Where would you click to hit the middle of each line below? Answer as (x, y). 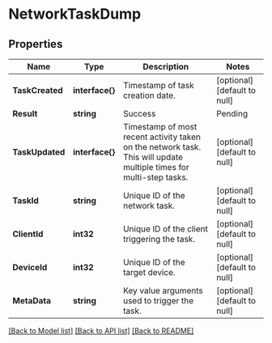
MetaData (32, 301)
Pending (232, 114)
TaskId (25, 201)
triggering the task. (159, 239)
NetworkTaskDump (75, 14)
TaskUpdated (39, 152)
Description (166, 67)
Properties (36, 44)
